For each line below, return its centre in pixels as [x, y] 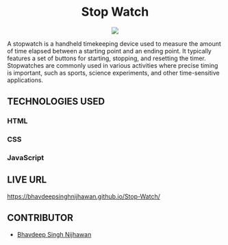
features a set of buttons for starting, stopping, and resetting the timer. [107, 58]
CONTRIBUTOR [40, 218]
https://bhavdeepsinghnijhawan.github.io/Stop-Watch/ [84, 196]
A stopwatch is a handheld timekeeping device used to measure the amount [114, 43]
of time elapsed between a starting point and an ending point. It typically [110, 51]
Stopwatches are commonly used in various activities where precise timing [113, 65]
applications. [25, 80]
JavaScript [26, 158]
